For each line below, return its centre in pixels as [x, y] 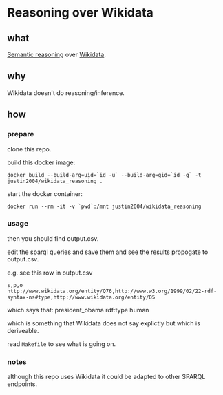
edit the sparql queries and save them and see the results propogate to [108, 252]
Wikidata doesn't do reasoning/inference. [66, 93]
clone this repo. [29, 149]
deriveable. [23, 330]
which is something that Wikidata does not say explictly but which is [104, 323]
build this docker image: [41, 162]
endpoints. [22, 384]
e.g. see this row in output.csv [50, 273]
